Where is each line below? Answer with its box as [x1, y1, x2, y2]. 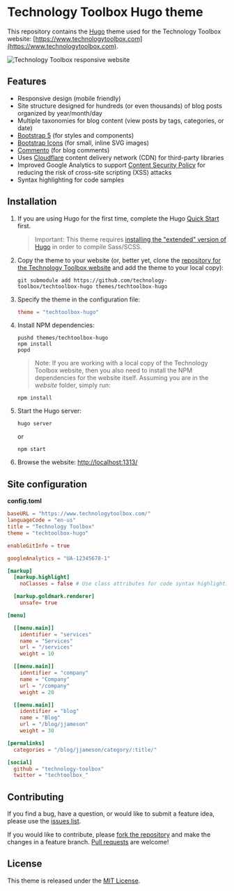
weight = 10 [19, 650, 54, 658]
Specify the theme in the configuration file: [17, 295, 141, 303]
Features [7, 76, 47, 88]
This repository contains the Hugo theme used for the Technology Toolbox [7, 27, 221, 36]
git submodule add [17, 276, 71, 284]
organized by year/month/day [17, 109, 103, 117]
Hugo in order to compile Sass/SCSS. [34, 242, 142, 251]
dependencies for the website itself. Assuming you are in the [34, 374, 209, 382]
